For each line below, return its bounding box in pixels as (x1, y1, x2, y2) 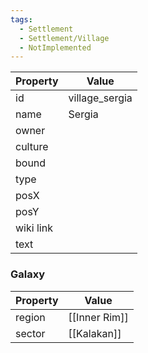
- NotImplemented (19, 42, 92, 53)
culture (15, 140, 49, 154)
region (15, 310, 46, 324)
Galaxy (10, 267, 46, 281)
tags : (10, 14, 33, 25)
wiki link (15, 221, 53, 235)
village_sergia (68, 91, 133, 105)
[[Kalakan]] (68, 326, 122, 340)
